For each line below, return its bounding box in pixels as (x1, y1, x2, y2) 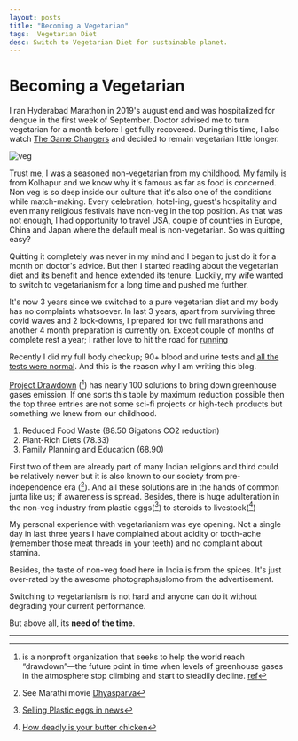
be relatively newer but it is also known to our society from (9, 470, 223, 481)
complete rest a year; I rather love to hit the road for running (9, 335, 229, 345)
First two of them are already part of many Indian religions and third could (9, 461, 278, 471)
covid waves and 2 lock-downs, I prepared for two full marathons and (9, 316, 263, 327)
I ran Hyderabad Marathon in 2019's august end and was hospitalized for (9, 106, 276, 116)
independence (9, 481, 62, 493)
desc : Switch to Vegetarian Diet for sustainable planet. (9, 37, 228, 47)
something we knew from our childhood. (9, 407, 157, 418)
